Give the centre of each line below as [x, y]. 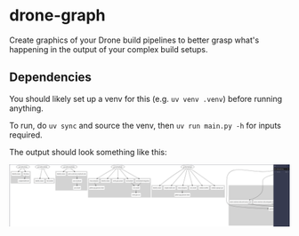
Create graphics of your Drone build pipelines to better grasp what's [134, 40]
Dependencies [50, 78]
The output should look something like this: [88, 152]
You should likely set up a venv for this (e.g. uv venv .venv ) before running [146, 98]
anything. [27, 108]
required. [26, 135]
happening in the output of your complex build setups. [109, 49]
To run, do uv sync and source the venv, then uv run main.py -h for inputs [145, 125]
